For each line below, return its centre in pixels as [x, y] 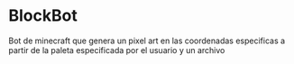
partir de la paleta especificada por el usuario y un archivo [117, 50]
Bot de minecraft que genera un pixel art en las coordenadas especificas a [147, 41]
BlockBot [43, 16]
